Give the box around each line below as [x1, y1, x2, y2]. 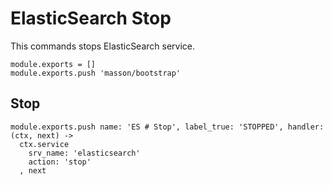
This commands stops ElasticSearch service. [10, 40, 196, 52]
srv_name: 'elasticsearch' [28, 148, 141, 158]
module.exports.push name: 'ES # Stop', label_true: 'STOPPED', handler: [10, 122, 325, 132]
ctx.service [19, 139, 70, 149]
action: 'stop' [28, 157, 92, 167]
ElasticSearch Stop [10, 7, 172, 30]
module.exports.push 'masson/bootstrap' [10, 68, 182, 78]
